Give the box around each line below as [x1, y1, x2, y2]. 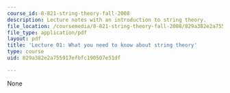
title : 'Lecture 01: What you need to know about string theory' [7, 42, 197, 49]
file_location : [7, 23, 51, 29]
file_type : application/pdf [7, 29, 88, 36]
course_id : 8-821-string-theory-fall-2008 [7, 10, 130, 17]
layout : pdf [7, 36, 41, 42]
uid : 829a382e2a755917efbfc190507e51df [7, 55, 121, 62]
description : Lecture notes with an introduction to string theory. [7, 16, 207, 23]
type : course [7, 49, 44, 55]
